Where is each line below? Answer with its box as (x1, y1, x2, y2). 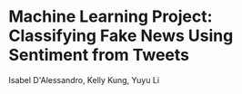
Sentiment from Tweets (8, 45, 190, 65)
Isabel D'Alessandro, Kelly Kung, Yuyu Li (8, 74, 160, 85)
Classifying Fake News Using (8, 25, 234, 46)
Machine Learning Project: (8, 6, 213, 27)
